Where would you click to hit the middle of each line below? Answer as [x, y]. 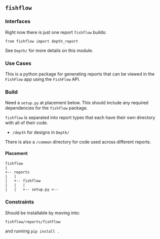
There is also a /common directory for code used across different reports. [78, 142]
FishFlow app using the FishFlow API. [43, 79]
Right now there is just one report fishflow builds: [56, 32]
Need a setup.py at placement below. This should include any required [77, 103]
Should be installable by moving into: [42, 213]
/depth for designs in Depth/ [41, 132]
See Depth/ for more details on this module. [49, 50]
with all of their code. [27, 123]
